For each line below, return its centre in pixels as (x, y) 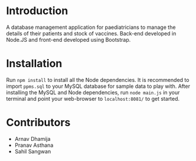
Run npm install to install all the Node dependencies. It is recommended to (98, 80)
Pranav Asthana (34, 145)
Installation (34, 64)
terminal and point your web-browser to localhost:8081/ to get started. (93, 98)
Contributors (38, 123)
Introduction (37, 11)
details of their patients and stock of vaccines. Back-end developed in (91, 33)
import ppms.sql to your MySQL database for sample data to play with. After (98, 86)
